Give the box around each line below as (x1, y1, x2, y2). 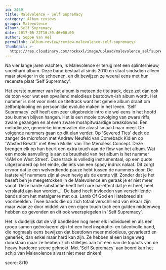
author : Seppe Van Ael (5, 35, 52, 40)
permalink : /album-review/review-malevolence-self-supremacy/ (5, 40, 136, 45)
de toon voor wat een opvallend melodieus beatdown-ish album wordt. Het (5, 93, 158, 99)
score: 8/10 (5, 260, 28, 266)
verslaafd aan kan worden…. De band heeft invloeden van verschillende (5, 188, 151, 194)
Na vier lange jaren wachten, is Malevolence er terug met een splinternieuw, (5, 62, 160, 68)
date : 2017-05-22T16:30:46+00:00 (5, 30, 74, 35)
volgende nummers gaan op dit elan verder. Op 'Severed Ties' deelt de (5, 130, 149, 136)
